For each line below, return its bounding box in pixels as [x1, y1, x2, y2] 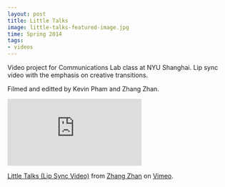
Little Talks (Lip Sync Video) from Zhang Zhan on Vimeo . [7, 172, 174, 180]
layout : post [7, 10, 46, 18]
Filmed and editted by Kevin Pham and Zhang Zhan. [7, 85, 159, 93]
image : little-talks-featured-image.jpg [7, 24, 130, 31]
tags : [7, 37, 24, 44]
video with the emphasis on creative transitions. [7, 71, 149, 79]
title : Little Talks [7, 17, 69, 24]
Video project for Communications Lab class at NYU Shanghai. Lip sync [7, 64, 219, 71]
